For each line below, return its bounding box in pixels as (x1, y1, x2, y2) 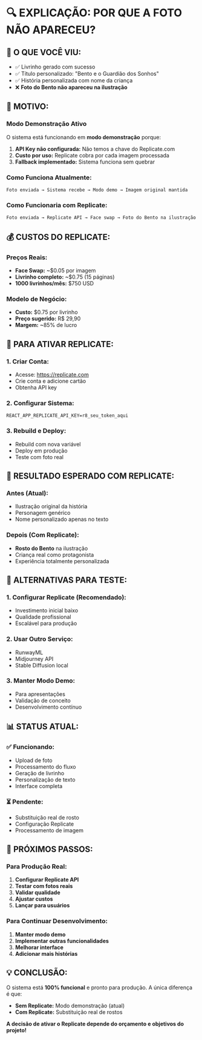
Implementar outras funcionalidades (15, 937, 109, 944)
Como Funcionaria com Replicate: (6, 200, 108, 209)
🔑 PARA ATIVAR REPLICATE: (6, 339, 114, 349)
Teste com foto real (15, 453, 64, 460)
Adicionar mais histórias (15, 950, 78, 957)
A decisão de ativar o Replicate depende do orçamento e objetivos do (6, 1020, 184, 1027)
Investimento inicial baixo (15, 607, 79, 614)
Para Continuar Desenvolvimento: (6, 917, 108, 926)
